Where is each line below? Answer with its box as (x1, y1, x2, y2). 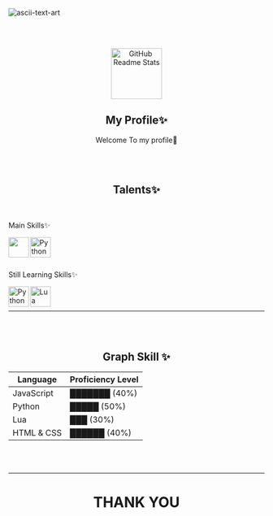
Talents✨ (112, 183, 161, 197)
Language (17, 374, 58, 385)
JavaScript (12, 388, 54, 399)
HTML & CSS (12, 427, 63, 439)
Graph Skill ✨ (102, 350, 171, 364)
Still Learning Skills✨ (8, 269, 78, 280)
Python (12, 401, 41, 412)
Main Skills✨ (8, 220, 50, 230)
